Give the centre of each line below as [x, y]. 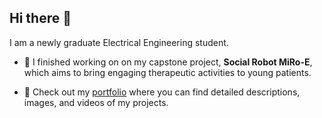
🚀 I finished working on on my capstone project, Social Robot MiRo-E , [168, 62]
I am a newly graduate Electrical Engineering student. [119, 42]
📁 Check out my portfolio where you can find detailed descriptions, [162, 92]
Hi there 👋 [40, 18]
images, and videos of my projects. [96, 102]
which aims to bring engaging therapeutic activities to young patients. [167, 72]
